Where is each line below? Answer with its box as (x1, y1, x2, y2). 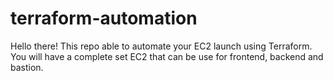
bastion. (10, 61, 44, 73)
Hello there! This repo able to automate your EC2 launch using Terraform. (10, 40, 313, 52)
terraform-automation (10, 7, 198, 30)
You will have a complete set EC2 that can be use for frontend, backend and (10, 50, 324, 62)
